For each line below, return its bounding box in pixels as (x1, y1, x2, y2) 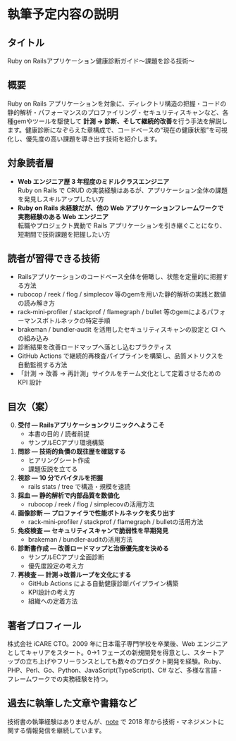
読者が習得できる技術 (7, 253, 100, 265)
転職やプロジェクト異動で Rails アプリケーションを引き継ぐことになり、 (17, 221, 226, 230)
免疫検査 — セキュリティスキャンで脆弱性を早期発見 (17, 526, 169, 535)
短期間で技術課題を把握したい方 (17, 230, 111, 238)
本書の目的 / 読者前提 (27, 430, 90, 438)
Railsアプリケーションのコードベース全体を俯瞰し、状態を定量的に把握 (17, 273, 223, 281)
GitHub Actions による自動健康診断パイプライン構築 (27, 579, 179, 588)
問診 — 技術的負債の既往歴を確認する (17, 447, 126, 456)
